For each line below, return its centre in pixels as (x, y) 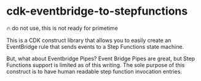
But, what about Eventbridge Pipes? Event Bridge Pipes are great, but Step (101, 58)
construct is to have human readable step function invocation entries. (94, 71)
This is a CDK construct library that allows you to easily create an (89, 40)
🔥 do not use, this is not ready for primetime (62, 28)
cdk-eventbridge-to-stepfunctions (97, 11)
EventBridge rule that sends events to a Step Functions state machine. (95, 46)
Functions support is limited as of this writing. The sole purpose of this (96, 65)
